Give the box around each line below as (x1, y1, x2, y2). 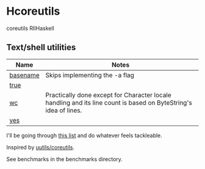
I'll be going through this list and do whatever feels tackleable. (6, 132, 163, 139)
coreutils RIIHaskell (6, 24, 55, 32)
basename (9, 70, 40, 79)
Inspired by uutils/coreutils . (6, 143, 75, 151)
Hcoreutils (6, 4, 60, 18)
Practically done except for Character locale (45, 91, 172, 99)
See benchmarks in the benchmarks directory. (6, 155, 123, 163)
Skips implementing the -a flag (45, 70, 134, 79)
